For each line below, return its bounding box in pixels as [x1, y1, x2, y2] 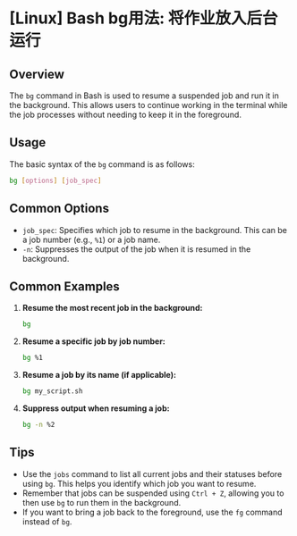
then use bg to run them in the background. [21, 497, 182, 507]
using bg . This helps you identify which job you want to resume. [21, 478, 257, 489]
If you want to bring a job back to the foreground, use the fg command [21, 507, 284, 517]
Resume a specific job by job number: [21, 336, 165, 347]
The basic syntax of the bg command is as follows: [9, 158, 195, 170]
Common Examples [9, 279, 121, 294]
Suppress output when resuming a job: [21, 403, 170, 414]
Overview [9, 66, 65, 81]
